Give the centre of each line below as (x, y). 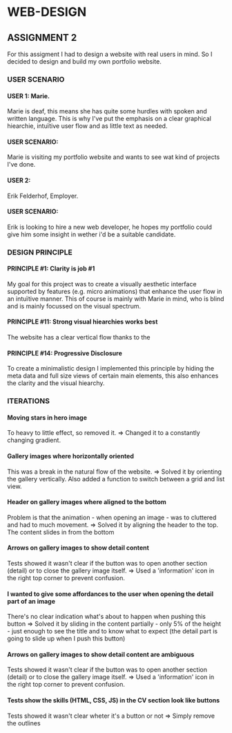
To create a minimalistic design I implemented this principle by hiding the (111, 369)
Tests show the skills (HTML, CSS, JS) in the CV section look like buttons (114, 700)
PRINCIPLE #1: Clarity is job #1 (51, 269)
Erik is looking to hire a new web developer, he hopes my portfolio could (110, 227)
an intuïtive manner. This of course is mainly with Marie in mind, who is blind (116, 299)
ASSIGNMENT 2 (42, 38)
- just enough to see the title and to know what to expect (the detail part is (113, 631)
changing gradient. (34, 440)
